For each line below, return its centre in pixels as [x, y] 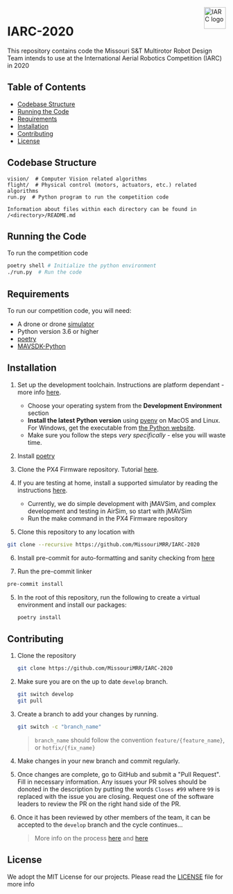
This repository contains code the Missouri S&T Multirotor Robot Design [110, 51]
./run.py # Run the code [44, 272]
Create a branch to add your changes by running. [87, 714]
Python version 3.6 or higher [58, 331]
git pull [30, 700]
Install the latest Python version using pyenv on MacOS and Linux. [124, 420]
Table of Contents [47, 87]
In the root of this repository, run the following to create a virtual [109, 597]
